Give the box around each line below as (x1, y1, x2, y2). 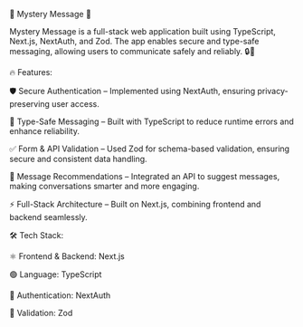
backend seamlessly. (9, 212, 88, 222)
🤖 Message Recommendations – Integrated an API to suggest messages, (9, 171, 280, 181)
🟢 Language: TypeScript (9, 269, 102, 280)
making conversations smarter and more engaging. (9, 181, 200, 191)
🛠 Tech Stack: (9, 230, 64, 240)
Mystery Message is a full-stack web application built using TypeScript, (9, 26, 276, 36)
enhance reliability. (9, 126, 80, 136)
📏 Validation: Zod (9, 308, 73, 318)
